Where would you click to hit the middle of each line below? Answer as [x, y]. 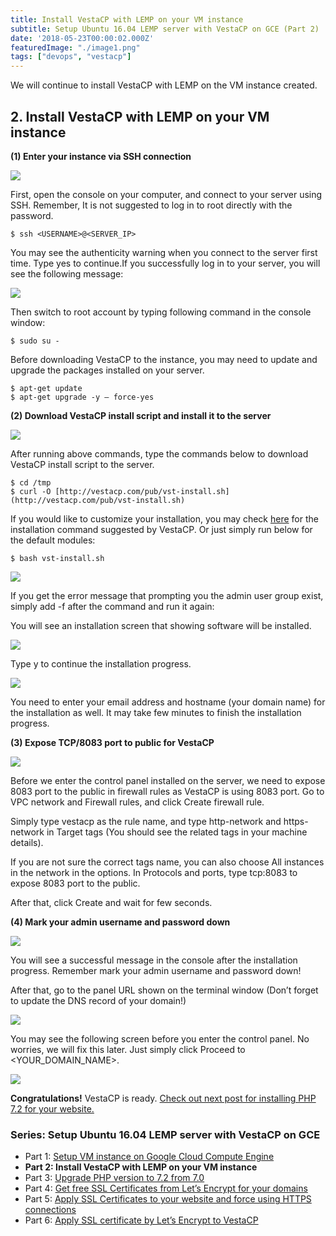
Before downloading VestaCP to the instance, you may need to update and [164, 359]
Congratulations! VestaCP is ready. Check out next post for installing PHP [163, 1098]
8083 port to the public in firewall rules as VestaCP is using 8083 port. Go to [167, 791]
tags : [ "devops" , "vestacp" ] [71, 57]
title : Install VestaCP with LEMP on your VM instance [127, 19]
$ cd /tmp [31, 482]
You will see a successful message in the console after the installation [154, 960]
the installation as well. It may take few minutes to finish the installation [156, 712]
